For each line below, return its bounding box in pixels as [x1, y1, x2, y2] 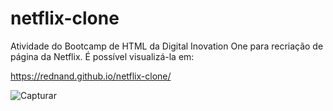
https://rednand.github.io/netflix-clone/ [10, 70, 172, 82]
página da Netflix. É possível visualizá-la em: [10, 50, 195, 62]
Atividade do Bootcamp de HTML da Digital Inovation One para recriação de [10, 40, 324, 52]
